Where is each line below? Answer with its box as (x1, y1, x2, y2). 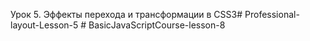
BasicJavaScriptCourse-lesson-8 (88, 19, 226, 31)
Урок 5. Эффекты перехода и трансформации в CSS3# (10, 9, 243, 20)
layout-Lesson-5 (10, 19, 79, 31)
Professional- (244, 9, 300, 20)
